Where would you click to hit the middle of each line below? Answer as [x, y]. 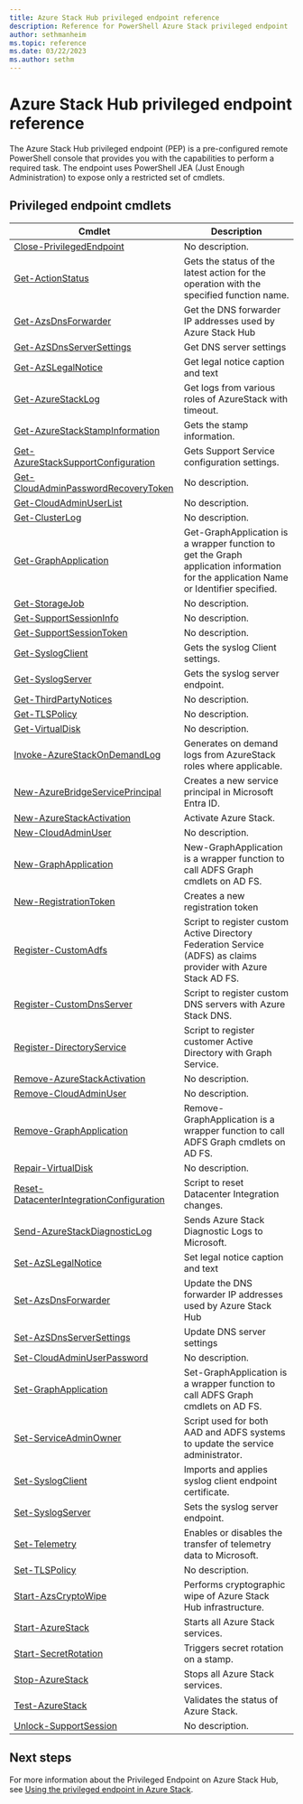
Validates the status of [231, 1699]
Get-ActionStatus [51, 278]
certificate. [207, 1491]
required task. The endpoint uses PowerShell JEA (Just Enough [127, 167]
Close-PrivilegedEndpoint [69, 247]
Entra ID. [202, 803]
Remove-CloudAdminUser [70, 1093]
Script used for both [226, 1421]
